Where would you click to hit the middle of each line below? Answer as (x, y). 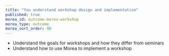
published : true (23, 15)
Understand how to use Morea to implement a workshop (72, 48)
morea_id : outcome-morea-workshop (42, 19)
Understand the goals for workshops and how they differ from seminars (88, 43)
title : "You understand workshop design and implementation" (72, 10)
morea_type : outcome (27, 24)
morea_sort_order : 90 (28, 29)
